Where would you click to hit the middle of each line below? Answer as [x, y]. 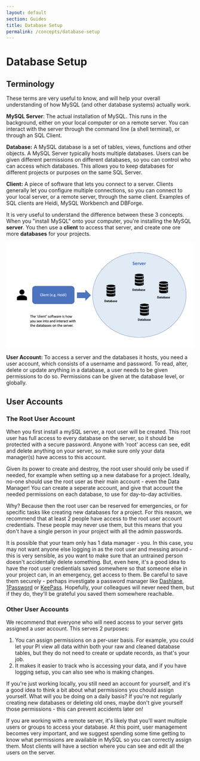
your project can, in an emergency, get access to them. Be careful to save [97, 574]
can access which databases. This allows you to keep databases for [90, 166]
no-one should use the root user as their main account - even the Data [93, 481]
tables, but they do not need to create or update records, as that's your [102, 653]
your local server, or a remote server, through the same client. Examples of [98, 197]
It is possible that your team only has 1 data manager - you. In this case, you [99, 542]
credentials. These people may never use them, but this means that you [94, 524]
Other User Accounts [38, 609]
